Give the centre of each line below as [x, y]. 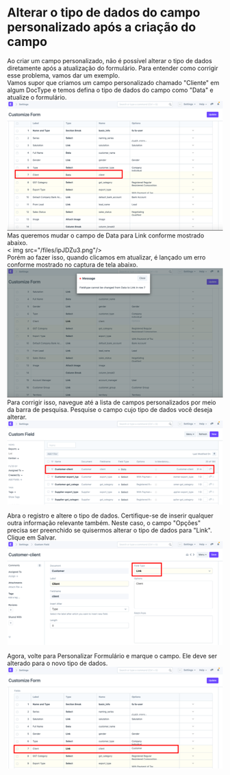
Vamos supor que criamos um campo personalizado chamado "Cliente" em [113, 82]
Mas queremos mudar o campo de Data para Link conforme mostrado [106, 235]
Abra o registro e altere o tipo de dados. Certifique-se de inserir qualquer [110, 516]
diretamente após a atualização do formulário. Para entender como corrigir [113, 68]
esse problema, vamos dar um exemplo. [64, 75]
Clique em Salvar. [32, 537]
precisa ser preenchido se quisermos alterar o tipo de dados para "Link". [110, 530]
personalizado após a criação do [102, 27]
